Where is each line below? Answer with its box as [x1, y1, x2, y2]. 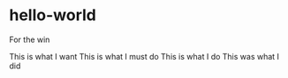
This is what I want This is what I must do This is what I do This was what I [9, 51, 280, 61]
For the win [9, 34, 50, 45]
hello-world [9, 5, 97, 25]
